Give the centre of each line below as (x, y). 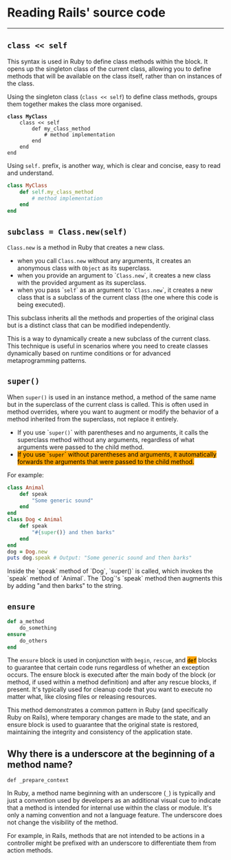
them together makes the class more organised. (75, 104)
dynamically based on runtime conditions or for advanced (89, 353)
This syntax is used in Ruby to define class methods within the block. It (108, 61)
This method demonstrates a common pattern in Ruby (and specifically (108, 710)
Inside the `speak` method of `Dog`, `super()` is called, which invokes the (110, 571)
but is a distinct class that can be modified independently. (89, 325)
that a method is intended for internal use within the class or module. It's (110, 808)
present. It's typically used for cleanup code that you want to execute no (110, 689)
